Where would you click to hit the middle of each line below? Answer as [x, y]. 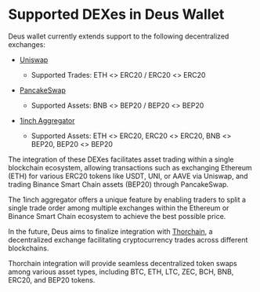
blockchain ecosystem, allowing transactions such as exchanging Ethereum [130, 167]
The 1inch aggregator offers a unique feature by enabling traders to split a [127, 199]
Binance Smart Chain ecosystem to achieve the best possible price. [117, 216]
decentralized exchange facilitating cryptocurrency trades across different [128, 239]
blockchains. [29, 248]
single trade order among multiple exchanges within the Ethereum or [119, 208]
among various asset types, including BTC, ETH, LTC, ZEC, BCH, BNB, [121, 272]
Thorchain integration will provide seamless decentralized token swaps [123, 263]
